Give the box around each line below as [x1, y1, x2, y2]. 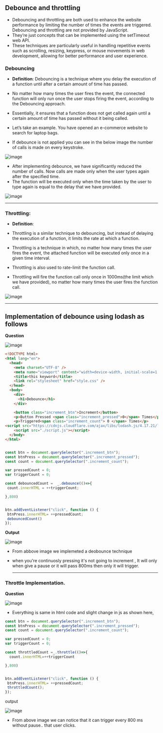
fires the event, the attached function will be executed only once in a [12, 250, 149, 256]
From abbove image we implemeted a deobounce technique [12, 548, 132, 554]
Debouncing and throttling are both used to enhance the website [12, 16, 142, 22]
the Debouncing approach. [12, 101, 66, 107]
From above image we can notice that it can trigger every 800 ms [12, 717, 143, 723]
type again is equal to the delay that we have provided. [12, 184, 122, 190]
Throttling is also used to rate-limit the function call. [12, 264, 115, 271]
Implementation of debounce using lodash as [5, 312, 145, 321]
